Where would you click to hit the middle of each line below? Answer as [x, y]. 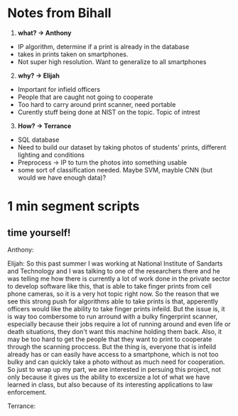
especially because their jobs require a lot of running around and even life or [119, 324]
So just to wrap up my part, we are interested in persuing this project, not [114, 369]
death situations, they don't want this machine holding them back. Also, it [115, 331]
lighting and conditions [51, 155]
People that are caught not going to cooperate [85, 97]
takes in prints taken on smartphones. [73, 54]
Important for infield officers [59, 89]
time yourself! [39, 233]
